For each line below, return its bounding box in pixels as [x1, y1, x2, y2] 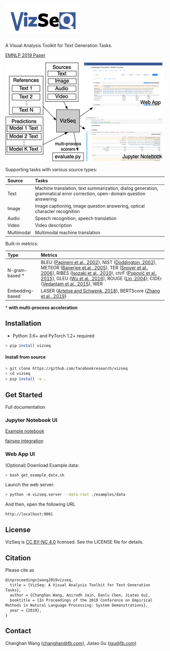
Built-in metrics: [5, 241, 38, 247]
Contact [5, 627, 31, 635]
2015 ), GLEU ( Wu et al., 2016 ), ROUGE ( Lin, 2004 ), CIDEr [40, 275, 162, 281]
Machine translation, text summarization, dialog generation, [34, 185, 158, 191]
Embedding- [7, 288, 34, 294]
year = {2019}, [10, 607, 42, 613]
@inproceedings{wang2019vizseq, [5, 577, 73, 583]
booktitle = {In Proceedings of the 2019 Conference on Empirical [10, 597, 153, 603]
